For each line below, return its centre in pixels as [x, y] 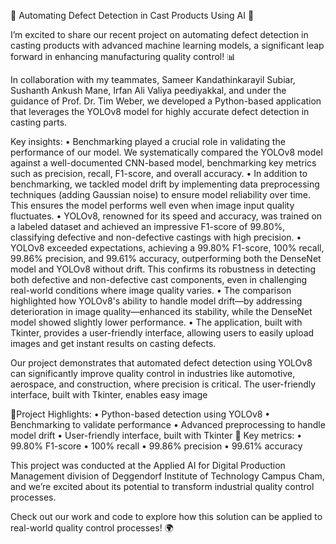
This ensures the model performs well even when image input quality [152, 205]
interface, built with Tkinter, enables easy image [109, 394]
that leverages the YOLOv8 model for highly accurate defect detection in [160, 111]
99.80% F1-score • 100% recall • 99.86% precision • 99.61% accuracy [156, 446]
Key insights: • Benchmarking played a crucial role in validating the [148, 141]
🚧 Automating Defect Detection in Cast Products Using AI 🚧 [132, 15]
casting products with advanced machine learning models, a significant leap [167, 45]
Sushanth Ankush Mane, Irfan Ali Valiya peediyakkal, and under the [148, 90]
